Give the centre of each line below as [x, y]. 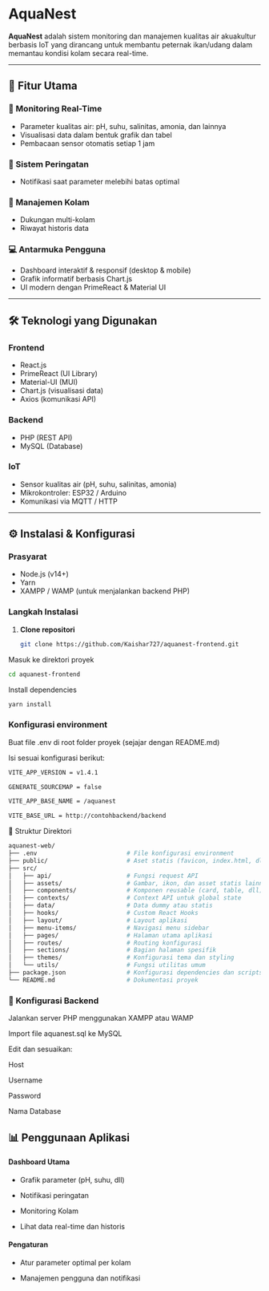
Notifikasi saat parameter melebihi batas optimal [100, 181]
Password [25, 1096]
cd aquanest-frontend [44, 674]
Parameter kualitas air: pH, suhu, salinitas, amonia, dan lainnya [123, 126]
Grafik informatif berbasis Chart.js [76, 278]
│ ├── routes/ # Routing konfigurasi [105, 943]
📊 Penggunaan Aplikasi [69, 1137]
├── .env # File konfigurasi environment [121, 854]
